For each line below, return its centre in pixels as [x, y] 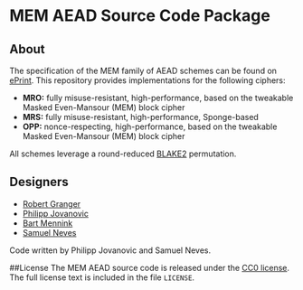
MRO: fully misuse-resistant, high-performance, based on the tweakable [158, 98]
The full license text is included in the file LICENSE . [102, 277]
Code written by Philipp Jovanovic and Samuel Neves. [110, 250]
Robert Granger [52, 203]
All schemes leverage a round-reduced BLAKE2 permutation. [123, 154]
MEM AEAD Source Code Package [140, 16]
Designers [39, 182]
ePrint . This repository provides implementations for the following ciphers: [148, 80]
